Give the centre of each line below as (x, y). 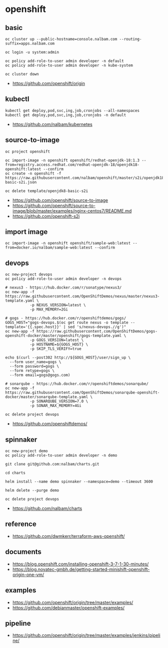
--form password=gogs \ (34, 366)
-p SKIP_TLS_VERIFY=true (55, 349)
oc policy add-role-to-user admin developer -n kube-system (69, 65)
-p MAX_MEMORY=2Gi (49, 309)
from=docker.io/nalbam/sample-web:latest (49, 248)
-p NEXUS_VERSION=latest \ (58, 305)
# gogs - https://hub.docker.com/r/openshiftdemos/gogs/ (66, 318)
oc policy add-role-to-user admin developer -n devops (63, 279)
